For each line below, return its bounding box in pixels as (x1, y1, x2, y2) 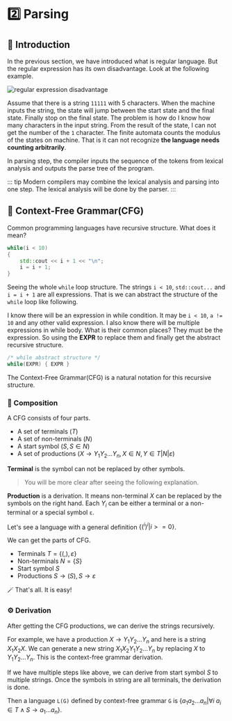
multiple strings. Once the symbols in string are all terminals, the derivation (7, 676, 222, 684)
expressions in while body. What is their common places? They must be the (7, 326, 224, 335)
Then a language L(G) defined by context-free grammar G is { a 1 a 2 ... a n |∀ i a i (7, 697, 222, 706)
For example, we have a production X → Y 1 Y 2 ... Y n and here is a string (7, 635, 206, 645)
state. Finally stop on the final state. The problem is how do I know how (7, 113, 210, 122)
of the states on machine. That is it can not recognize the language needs (7, 136, 220, 144)
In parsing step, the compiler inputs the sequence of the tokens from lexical (7, 157, 224, 165)
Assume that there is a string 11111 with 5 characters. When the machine (7, 99, 215, 107)
